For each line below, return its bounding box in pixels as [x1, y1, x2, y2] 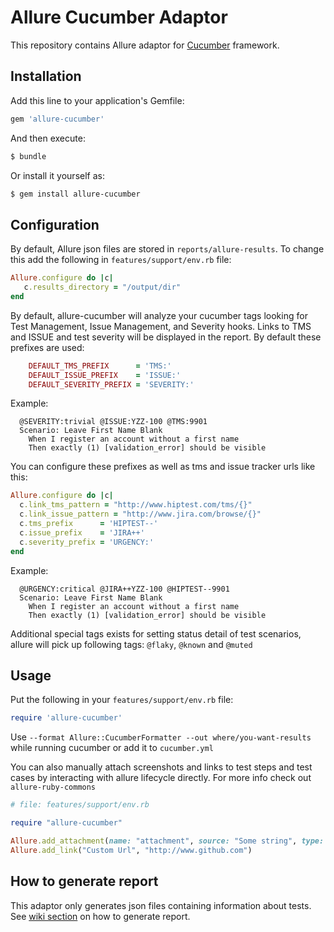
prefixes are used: [10, 341, 85, 353]
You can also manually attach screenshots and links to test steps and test [10, 761, 313, 773]
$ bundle [10, 151, 47, 161]
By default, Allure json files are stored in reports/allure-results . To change [10, 243, 325, 255]
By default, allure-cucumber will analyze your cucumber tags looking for [10, 309, 308, 321]
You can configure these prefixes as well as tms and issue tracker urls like [10, 461, 316, 473]
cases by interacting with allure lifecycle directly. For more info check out [10, 772, 312, 784]
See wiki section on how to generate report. [10, 910, 191, 922]
